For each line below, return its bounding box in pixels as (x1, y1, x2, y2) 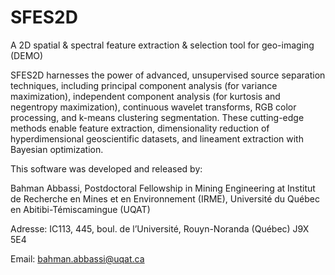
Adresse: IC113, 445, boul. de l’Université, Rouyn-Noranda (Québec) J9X (10, 222, 310, 235)
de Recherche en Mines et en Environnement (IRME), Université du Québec (10, 192, 320, 205)
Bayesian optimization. (10, 143, 104, 155)
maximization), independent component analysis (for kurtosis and (10, 90, 281, 102)
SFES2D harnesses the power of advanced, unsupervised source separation (10, 69, 326, 81)
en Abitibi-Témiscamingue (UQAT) (10, 203, 151, 215)
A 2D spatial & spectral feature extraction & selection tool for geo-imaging (10, 39, 315, 51)
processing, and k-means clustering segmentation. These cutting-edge (10, 111, 305, 123)
